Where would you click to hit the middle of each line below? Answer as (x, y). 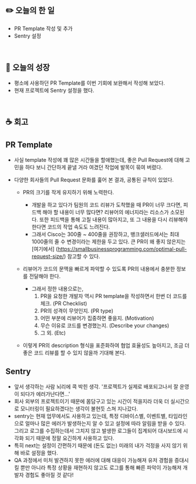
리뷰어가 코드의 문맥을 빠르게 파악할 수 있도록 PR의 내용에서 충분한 (99, 268)
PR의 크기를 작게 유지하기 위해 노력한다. (68, 192)
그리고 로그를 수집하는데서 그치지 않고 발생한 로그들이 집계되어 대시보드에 (98, 430)
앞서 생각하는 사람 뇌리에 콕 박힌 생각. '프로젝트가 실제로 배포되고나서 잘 (96, 386)
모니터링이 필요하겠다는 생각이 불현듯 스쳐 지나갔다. (79, 409)
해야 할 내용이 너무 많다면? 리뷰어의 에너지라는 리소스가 (106, 212)
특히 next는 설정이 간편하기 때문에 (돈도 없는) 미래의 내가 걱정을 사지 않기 (98, 445)
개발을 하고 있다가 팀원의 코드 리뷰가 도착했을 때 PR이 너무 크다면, (107, 204)
